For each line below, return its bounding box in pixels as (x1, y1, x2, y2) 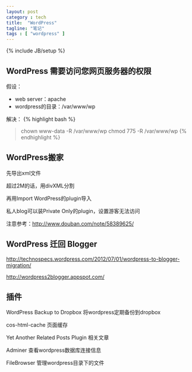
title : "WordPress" (6, 20, 58, 26)
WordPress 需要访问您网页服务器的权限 (6, 66, 152, 76)
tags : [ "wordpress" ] (6, 31, 65, 37)
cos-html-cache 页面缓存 (6, 321, 68, 329)
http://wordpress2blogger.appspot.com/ (6, 273, 105, 280)
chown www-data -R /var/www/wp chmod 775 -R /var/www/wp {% (20, 127, 187, 135)
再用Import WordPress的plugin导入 (6, 195, 92, 202)
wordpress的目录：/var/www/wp (14, 102, 96, 110)
